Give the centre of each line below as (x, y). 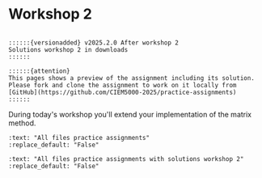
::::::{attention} (39, 71)
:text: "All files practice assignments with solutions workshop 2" (126, 159)
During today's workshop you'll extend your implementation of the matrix (130, 114)
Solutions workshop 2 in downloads (68, 49)
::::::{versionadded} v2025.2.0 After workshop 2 (94, 42)
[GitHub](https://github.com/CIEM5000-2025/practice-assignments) (123, 92)
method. (22, 123)
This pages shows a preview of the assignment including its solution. (131, 78)
